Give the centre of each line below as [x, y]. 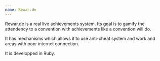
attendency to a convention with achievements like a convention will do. [78, 29]
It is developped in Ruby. [30, 53]
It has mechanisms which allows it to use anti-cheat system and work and [80, 38]
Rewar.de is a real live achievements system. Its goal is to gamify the [75, 24]
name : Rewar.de [21, 10]
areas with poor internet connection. [42, 44]
